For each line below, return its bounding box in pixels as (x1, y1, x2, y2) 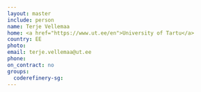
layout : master (7, 10, 51, 17)
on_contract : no (7, 62, 54, 68)
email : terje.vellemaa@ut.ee (7, 49, 92, 56)
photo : (7, 42, 26, 49)
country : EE (7, 36, 42, 43)
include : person (7, 17, 54, 24)
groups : (7, 68, 30, 75)
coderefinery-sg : (13, 74, 64, 82)
